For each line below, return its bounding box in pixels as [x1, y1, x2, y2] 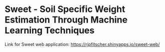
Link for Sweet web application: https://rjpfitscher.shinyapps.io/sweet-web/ [4, 41, 160, 47]
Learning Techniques [4, 25, 94, 36]
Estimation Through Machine [4, 14, 128, 25]
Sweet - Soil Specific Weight [4, 3, 125, 15]
